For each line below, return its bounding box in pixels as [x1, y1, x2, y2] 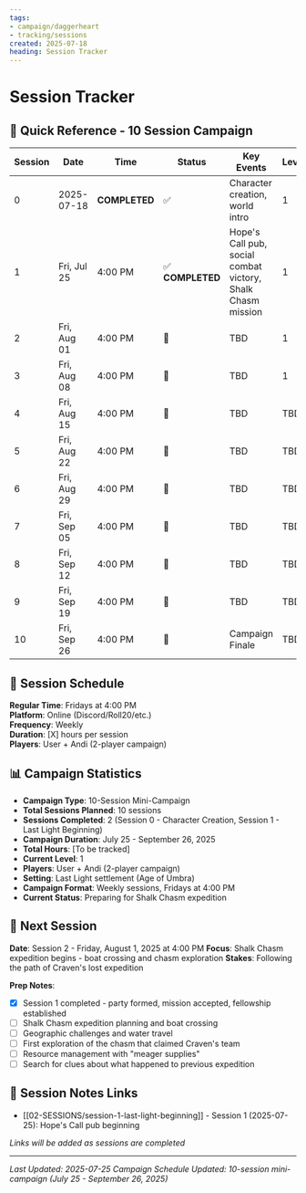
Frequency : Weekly [9, 718, 84, 730]
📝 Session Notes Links [9, 1085, 138, 1101]
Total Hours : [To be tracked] [22, 843, 130, 854]
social [229, 248, 255, 261]
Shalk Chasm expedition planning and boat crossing [22, 1017, 219, 1028]
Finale [229, 639, 256, 652]
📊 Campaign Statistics [9, 766, 142, 781]
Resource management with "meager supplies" [22, 1048, 200, 1059]
